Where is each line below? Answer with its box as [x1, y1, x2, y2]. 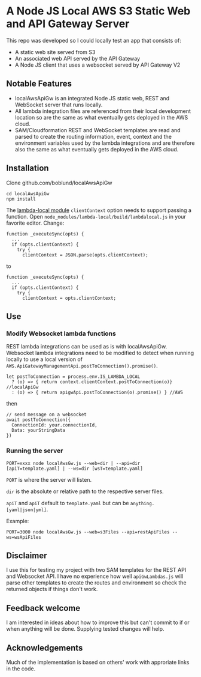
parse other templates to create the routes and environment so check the [6, 579, 187, 586]
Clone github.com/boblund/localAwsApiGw [6, 179, 112, 186]
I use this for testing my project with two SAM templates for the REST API [6, 566, 187, 574]
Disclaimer [6, 550, 47, 560]
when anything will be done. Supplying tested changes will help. [6, 625, 165, 633]
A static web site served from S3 [14, 48, 96, 55]
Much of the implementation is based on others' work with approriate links [6, 658, 190, 666]
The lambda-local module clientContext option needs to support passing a [6, 206, 191, 214]
